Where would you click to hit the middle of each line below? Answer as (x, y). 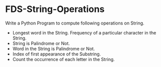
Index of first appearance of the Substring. (57, 54)
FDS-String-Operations (55, 9)
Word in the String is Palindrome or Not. (54, 48)
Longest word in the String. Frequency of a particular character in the (84, 32)
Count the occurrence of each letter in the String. (63, 59)
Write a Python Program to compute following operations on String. (75, 23)
